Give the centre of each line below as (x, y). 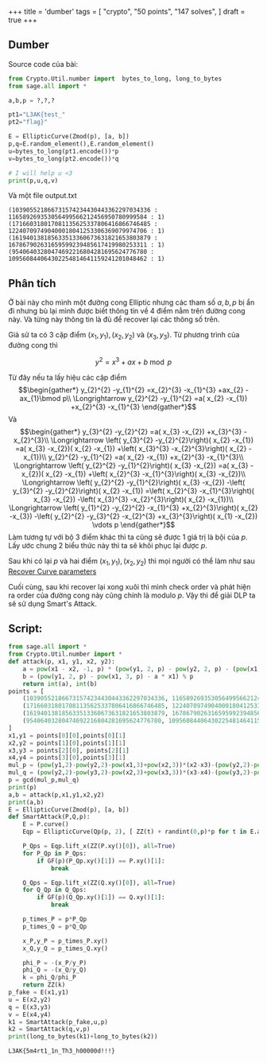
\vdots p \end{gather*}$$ (133, 524)
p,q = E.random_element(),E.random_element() (81, 144)
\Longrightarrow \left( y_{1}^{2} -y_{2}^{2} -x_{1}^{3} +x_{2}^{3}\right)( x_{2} (133, 508)
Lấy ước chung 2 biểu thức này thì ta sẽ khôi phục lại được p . (108, 545)
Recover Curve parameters (52, 571)
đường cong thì (33, 345)
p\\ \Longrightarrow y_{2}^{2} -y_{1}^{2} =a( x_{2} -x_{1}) (155, 398)
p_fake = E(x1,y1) (39, 993)
